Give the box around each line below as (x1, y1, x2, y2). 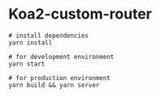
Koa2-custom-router (8, 5, 153, 23)
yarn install (8, 38, 53, 47)
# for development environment (8, 53, 115, 61)
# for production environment (8, 74, 111, 82)
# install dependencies (8, 32, 89, 40)
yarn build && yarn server (8, 81, 100, 89)
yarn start (8, 60, 45, 68)
